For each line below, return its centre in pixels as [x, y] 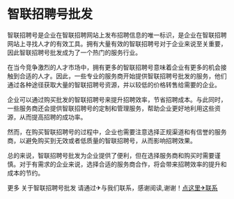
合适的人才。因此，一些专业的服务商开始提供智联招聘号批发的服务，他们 [123, 76]
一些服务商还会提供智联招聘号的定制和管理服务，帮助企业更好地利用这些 [111, 108]
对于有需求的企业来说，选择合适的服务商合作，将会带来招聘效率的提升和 [123, 164]
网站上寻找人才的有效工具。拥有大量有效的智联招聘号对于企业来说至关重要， [117, 43]
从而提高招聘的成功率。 [53, 117]
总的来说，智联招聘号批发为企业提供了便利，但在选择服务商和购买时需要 [111, 155]
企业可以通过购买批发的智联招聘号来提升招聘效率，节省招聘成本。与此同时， [117, 99]
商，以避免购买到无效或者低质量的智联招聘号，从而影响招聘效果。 [102, 140]
